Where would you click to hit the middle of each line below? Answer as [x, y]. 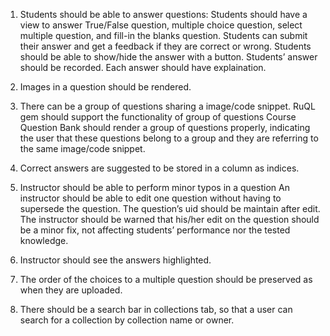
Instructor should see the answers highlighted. [115, 260]
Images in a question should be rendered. [105, 87]
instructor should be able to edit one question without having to [150, 198]
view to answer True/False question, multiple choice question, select [161, 25]
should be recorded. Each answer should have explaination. [143, 67]
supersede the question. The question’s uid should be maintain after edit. [170, 208]
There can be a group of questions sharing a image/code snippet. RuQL [167, 106]
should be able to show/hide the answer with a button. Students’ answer [168, 57]
